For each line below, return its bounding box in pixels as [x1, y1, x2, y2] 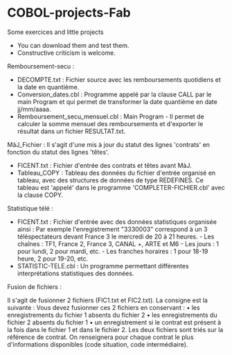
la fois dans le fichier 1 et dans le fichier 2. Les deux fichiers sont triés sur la [7, 325, 224, 334]
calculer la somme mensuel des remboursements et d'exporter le [17, 119, 204, 128]
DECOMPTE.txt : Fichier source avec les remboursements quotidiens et [17, 75, 222, 84]
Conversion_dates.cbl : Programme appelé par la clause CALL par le [17, 90, 212, 98]
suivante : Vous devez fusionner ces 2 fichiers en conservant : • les [7, 303, 200, 311]
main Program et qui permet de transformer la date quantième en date [17, 97, 218, 105]
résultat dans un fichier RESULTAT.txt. [17, 127, 126, 135]
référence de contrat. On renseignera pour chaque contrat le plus [7, 333, 194, 341]
